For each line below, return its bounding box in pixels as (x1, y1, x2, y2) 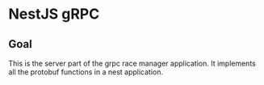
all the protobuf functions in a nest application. (8, 67, 164, 77)
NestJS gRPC (8, 5, 100, 23)
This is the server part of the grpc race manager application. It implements (8, 58, 256, 68)
